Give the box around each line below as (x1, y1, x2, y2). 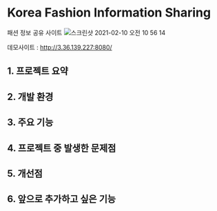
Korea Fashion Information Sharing (7, 5, 211, 21)
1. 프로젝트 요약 (7, 66, 69, 77)
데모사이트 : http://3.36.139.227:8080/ (7, 43, 112, 51)
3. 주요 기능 (7, 117, 54, 128)
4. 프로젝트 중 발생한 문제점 (7, 142, 116, 154)
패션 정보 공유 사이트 (7, 28, 63, 37)
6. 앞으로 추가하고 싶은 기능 (7, 193, 116, 205)
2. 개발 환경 (7, 91, 54, 103)
